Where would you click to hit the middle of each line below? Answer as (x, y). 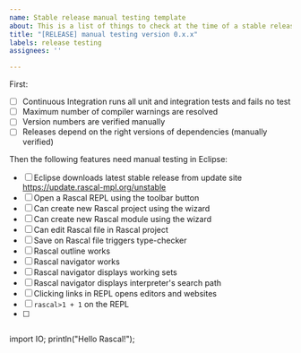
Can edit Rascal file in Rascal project (101, 230)
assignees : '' (36, 51)
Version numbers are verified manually (94, 122)
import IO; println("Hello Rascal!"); (72, 339)
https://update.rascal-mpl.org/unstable (94, 187)
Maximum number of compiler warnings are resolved (120, 112)
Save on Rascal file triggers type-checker (110, 241)
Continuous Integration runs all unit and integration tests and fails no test (156, 102)
